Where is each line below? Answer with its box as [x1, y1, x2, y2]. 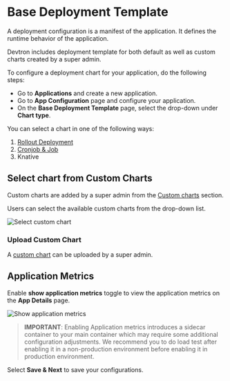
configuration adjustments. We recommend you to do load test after [23, 338, 218, 346]
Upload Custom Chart [7, 235, 82, 244]
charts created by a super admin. [7, 55, 102, 63]
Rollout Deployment [17, 137, 74, 146]
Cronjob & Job [17, 145, 59, 153]
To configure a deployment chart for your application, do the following [7, 68, 207, 77]
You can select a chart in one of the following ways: [7, 124, 154, 133]
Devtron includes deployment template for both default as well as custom [7, 48, 216, 56]
